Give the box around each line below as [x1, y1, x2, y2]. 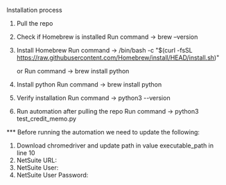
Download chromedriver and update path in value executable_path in [16, 141, 214, 150]
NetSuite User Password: [16, 171, 89, 179]
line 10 [16, 149, 35, 157]
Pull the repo [16, 19, 53, 27]
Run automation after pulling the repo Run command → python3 [16, 107, 199, 115]
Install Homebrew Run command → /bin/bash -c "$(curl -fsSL [16, 46, 193, 54]
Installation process [6, 6, 63, 14]
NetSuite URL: [16, 156, 57, 164]
